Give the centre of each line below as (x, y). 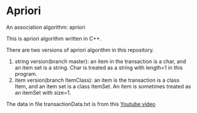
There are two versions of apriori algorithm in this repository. (80, 50)
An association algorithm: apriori (46, 27)
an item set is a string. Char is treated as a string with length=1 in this (99, 67)
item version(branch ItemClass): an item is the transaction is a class (97, 80)
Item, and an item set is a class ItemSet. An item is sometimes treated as (103, 86)
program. (26, 74)
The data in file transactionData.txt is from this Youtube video (81, 104)
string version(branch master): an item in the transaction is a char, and (100, 61)
